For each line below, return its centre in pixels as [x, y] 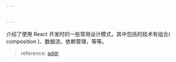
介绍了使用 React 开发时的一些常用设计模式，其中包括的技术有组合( [88, 34]
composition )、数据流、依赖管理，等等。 [57, 41]
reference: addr [40, 53]
